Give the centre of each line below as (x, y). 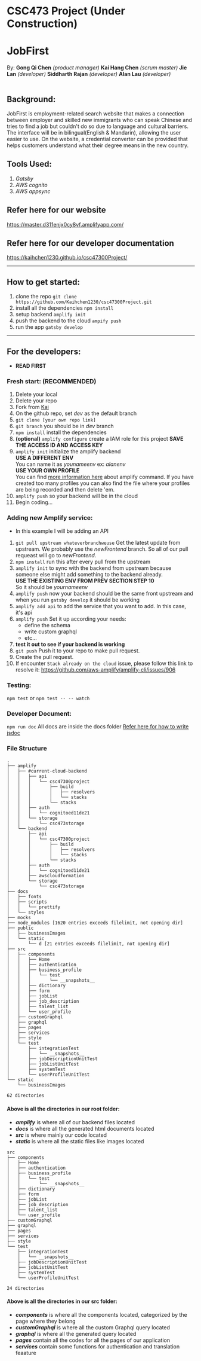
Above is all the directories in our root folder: (63, 1109)
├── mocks (19, 918)
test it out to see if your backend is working (70, 644)
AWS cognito (31, 185)
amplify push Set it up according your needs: (71, 619)
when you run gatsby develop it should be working (77, 600)
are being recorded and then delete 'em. (65, 490)
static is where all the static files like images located (80, 1141)
